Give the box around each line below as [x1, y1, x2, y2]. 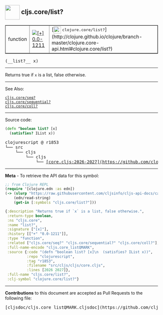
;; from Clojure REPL [5, 182, 49, 187]
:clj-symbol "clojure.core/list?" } [7, 277, 79, 282]
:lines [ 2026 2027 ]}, [26, 268, 70, 273]
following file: [5, 295, 32, 301]
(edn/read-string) [14, 195, 51, 201]
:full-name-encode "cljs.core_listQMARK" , [7, 245, 95, 250]
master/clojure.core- [51, 39, 99, 46]
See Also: [5, 86, 24, 91]
